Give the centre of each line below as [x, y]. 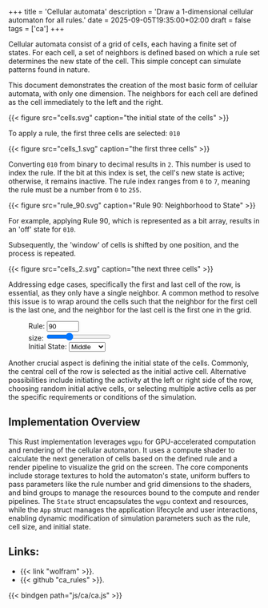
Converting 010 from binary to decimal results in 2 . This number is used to [130, 164]
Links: [24, 552]
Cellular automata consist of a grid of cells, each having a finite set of [123, 44]
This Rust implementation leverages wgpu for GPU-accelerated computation [132, 441]
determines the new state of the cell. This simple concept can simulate [125, 61]
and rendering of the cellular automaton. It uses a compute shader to [122, 450]
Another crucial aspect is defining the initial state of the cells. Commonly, [129, 363]
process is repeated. [42, 253]
